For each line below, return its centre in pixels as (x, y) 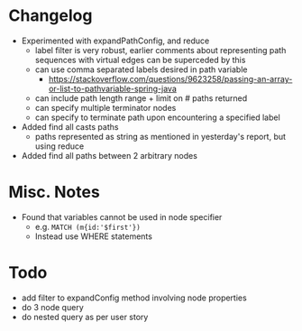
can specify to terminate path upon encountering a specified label (157, 117)
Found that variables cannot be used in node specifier (122, 216)
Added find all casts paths (70, 126)
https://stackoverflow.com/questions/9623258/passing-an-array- (170, 78)
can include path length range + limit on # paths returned (141, 98)
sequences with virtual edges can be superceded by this (140, 60)
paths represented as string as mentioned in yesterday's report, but (160, 136)
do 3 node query (52, 307)
